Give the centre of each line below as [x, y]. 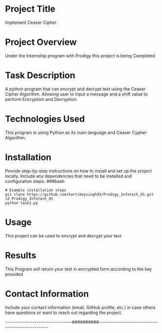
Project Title [30, 9]
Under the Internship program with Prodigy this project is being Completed [80, 56]
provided [14, 274]
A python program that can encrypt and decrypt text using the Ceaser [75, 89]
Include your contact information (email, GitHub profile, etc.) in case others [81, 307]
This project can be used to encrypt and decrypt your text [63, 235]
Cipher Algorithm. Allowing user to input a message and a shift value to [76, 94]
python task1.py [21, 203]
